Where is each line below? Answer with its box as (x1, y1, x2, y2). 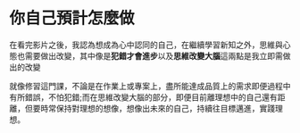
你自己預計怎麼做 (9, 8, 136, 29)
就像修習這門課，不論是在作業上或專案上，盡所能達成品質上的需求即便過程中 (9, 80, 291, 91)
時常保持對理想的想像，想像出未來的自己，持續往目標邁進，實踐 (39, 103, 275, 113)
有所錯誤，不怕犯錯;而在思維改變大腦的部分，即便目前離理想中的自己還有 (9, 91, 279, 103)
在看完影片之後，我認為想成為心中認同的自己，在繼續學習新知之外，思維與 (9, 39, 283, 50)
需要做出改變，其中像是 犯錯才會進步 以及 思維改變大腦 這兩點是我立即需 (24, 50, 283, 61)
